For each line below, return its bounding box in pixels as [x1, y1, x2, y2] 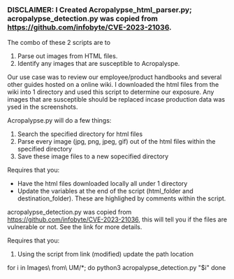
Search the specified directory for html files [17, 130, 143, 138]
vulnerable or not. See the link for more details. [7, 223, 142, 231]
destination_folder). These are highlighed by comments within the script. [17, 194, 226, 203]
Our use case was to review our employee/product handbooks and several [7, 73, 222, 81]
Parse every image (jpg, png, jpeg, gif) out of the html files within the [17, 137, 216, 146]
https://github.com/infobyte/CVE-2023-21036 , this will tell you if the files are [7, 215, 228, 224]
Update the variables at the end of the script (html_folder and [17, 187, 193, 196]
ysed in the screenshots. [7, 103, 78, 111]
